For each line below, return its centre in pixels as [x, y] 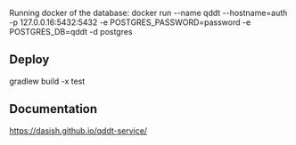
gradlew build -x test [47, 81]
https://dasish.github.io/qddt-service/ [78, 130]
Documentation [53, 109]
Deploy [29, 60]
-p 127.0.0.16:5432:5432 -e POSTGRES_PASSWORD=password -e [130, 22]
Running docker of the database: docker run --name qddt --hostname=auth [148, 13]
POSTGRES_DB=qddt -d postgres [71, 32]
